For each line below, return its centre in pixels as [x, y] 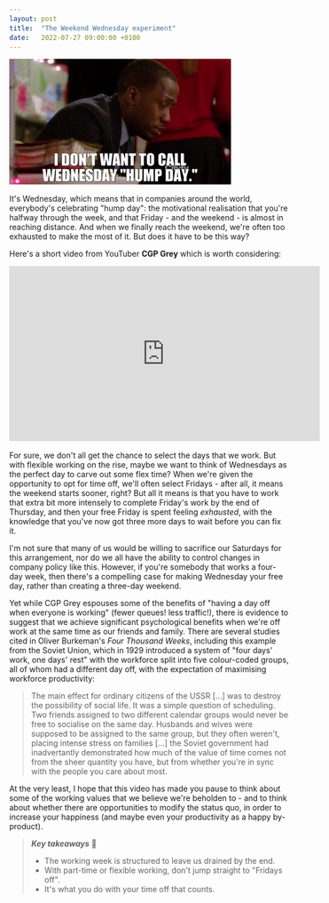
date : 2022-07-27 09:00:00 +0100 [75, 37]
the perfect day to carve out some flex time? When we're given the [131, 475]
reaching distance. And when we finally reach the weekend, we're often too [147, 228]
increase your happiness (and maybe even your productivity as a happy [140, 817]
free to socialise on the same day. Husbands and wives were [141, 724]
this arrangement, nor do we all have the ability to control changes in [134, 558]
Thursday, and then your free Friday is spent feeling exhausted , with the [141, 512]
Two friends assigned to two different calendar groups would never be [160, 715]
